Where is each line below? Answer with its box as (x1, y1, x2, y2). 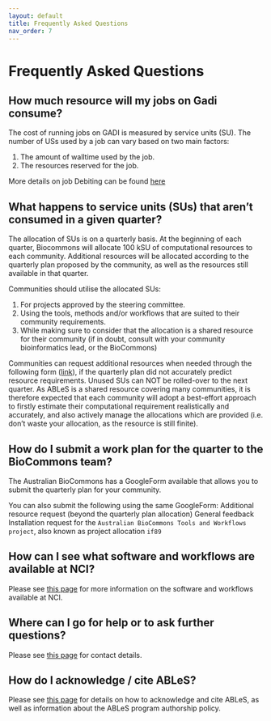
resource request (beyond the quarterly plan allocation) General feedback (8, 509, 255, 519)
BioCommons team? (8, 455, 113, 469)
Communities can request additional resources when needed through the (8, 358, 252, 368)
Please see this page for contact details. (8, 650, 142, 660)
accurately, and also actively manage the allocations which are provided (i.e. (8, 410, 264, 420)
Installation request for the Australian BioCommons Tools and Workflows (8, 518, 247, 527)
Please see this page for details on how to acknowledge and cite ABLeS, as (8, 695, 260, 705)
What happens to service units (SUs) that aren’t (8, 200, 253, 214)
